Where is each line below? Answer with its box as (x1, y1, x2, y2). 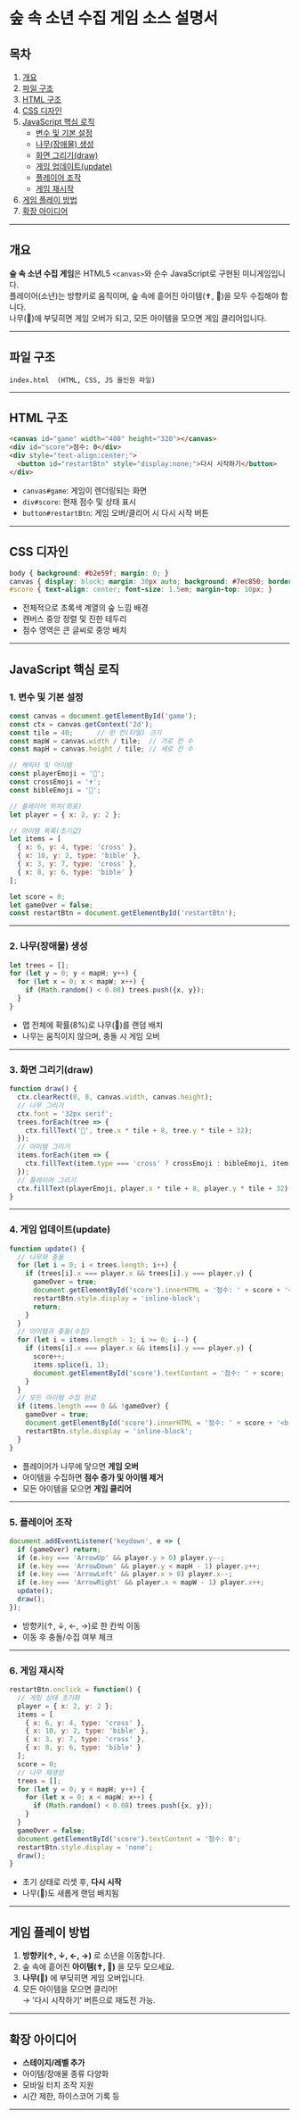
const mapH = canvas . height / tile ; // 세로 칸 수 (9, 744, 194, 754)
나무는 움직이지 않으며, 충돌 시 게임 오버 (21, 1030, 160, 1041)
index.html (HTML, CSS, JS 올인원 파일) (9, 376, 156, 385)
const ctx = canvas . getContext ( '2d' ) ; (9, 719, 153, 728)
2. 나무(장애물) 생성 (9, 940, 88, 952)
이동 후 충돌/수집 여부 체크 (21, 1631, 114, 1642)
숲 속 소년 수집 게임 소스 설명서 (9, 8, 218, 29)
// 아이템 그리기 (17, 1143, 70, 1151)
